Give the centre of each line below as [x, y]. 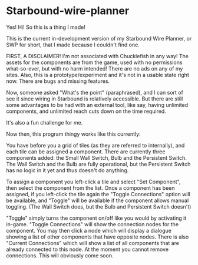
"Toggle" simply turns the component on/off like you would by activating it [96, 218]
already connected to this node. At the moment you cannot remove [88, 249]
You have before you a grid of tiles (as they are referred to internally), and [95, 145]
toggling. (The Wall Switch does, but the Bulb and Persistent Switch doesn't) [99, 206]
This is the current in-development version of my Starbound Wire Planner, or [99, 38]
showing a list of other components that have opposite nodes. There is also [98, 237]
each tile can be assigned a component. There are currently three [86, 152]
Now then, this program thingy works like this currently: [73, 134]
